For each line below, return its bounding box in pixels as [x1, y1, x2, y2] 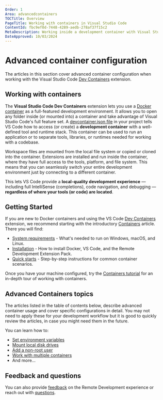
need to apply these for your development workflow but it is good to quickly [5, 313, 157, 319]
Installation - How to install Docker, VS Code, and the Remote [12, 246, 135, 252]
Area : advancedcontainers [5, 12, 57, 16]
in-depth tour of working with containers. [5, 276, 87, 282]
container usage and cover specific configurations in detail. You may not [5, 308, 150, 314]
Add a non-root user [12, 347, 53, 353]
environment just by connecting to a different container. [5, 169, 116, 175]
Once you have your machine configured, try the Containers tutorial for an [5, 271, 153, 276]
